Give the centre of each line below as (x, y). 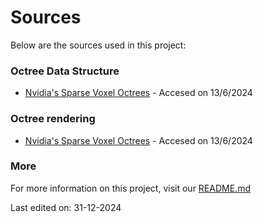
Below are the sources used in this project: (98, 45)
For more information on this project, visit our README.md (130, 188)
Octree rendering (53, 119)
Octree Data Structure (65, 71)
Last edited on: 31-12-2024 (66, 207)
